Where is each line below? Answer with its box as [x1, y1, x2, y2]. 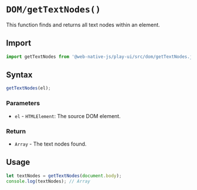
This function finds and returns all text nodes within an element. [6, 21, 160, 28]
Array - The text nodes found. [14, 140, 87, 147]
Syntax [6, 70, 33, 80]
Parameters [6, 99, 40, 108]
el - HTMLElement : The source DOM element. [14, 112, 121, 119]
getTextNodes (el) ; [6, 85, 51, 91]
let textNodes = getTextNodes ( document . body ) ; [6, 172, 122, 179]
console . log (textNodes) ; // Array [6, 178, 91, 184]
